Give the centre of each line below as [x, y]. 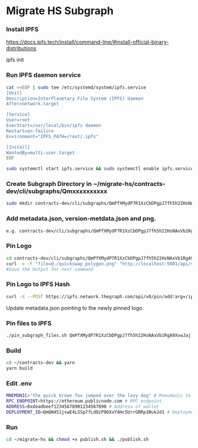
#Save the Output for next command [50, 269]
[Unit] [14, 93]
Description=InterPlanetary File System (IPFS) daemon [75, 99]
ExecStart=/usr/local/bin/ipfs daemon [54, 126]
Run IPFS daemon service [44, 75]
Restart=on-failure [30, 131]
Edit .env [19, 383]
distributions [21, 48]
